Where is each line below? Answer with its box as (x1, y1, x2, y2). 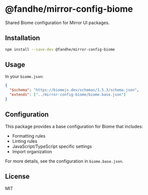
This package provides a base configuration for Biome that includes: (5, 123, 143, 129)
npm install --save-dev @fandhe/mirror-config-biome (5, 47, 115, 52)
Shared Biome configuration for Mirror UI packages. (5, 20, 110, 26)
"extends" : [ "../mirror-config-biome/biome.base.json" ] (9, 92, 126, 97)
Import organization (12, 148, 52, 154)
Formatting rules (12, 133, 46, 139)
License (5, 172, 30, 181)
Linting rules (12, 138, 38, 144)
